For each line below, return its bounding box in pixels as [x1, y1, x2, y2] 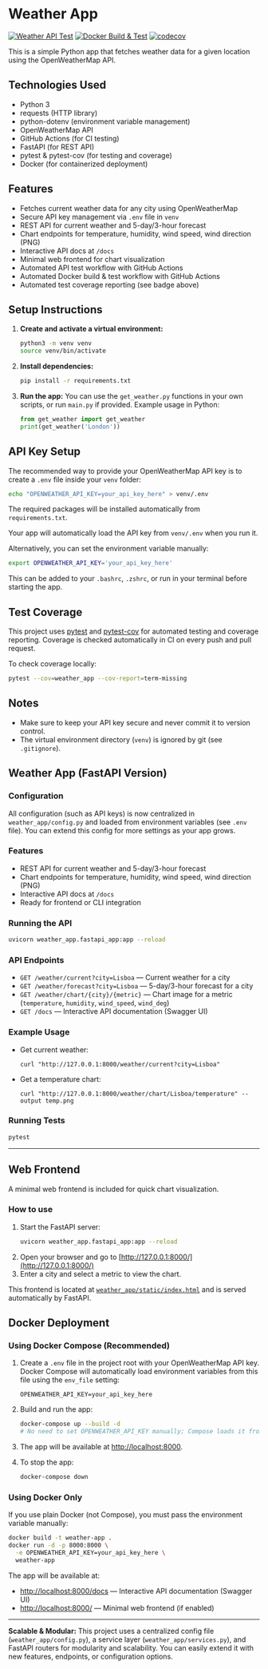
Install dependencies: [19, 361, 94, 372]
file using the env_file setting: [19, 1375, 120, 1385]
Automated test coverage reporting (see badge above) [19, 280, 199, 289]
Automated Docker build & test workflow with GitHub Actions [19, 271, 221, 280]
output [19, 1096, 42, 1105]
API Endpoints [8, 954, 65, 965]
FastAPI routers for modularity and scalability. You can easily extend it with [8, 1643, 254, 1652]
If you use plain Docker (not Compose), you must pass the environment [8, 1510, 243, 1520]
